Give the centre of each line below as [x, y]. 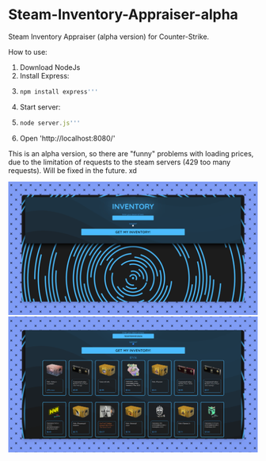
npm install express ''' [59, 92]
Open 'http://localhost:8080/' [67, 138]
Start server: [40, 107]
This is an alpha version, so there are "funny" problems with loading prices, [131, 153]
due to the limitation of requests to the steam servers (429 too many [120, 162]
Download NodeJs [50, 67]
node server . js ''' [50, 123]
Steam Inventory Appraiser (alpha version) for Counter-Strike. [109, 36]
